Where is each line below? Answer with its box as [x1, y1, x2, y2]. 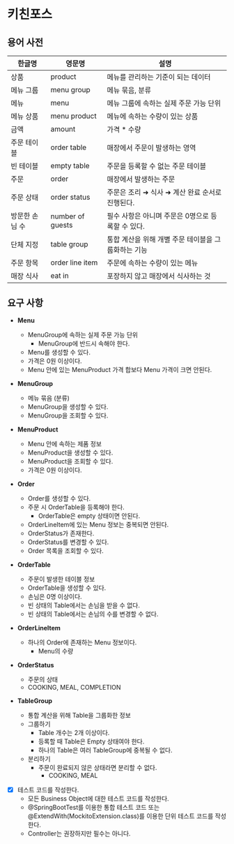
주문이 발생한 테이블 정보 [27, 575, 95, 583]
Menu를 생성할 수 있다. [27, 348, 91, 356]
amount [50, 124, 76, 133]
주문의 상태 [27, 675, 58, 683]
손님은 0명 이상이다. [27, 592, 82, 600]
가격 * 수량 [107, 125, 141, 134]
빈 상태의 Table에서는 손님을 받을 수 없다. [27, 601, 141, 609]
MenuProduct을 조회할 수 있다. [27, 457, 114, 465]
